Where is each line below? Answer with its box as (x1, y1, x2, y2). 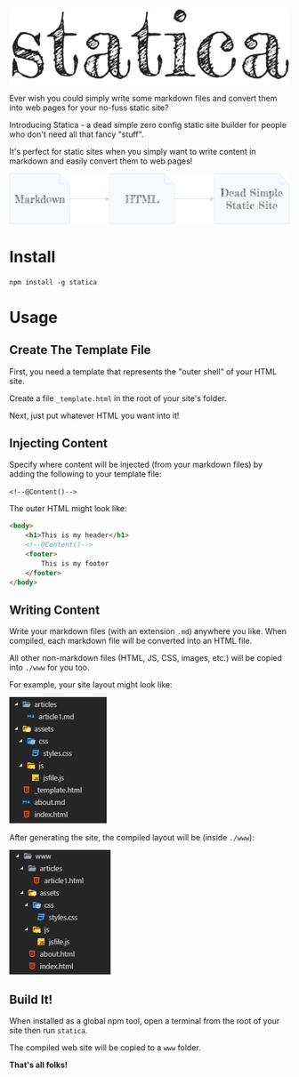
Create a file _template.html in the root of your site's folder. (9, 392, 227, 404)
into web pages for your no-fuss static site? (9, 102, 169, 113)
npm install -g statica (9, 277, 98, 286)
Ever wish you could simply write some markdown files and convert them (9, 92, 278, 103)
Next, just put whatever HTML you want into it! (9, 410, 180, 421)
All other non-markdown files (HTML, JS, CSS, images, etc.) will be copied (9, 653, 283, 663)
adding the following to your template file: (9, 469, 162, 479)
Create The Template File (9, 342, 151, 358)
